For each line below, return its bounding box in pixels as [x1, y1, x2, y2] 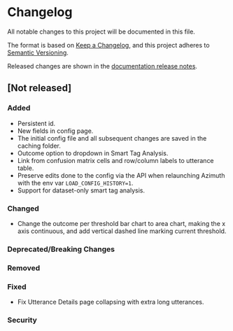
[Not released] [7, 82, 72, 94]
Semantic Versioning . [7, 48, 69, 57]
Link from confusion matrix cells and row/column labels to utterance [17, 156, 215, 164]
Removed [7, 263, 41, 273]
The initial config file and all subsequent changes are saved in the [17, 134, 207, 142]
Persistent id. [17, 119, 56, 127]
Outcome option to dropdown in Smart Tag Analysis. [17, 148, 169, 157]
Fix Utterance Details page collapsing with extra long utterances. [17, 298, 204, 307]
